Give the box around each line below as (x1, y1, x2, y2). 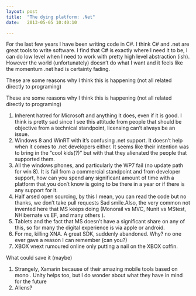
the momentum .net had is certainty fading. (6, 66, 110, 73)
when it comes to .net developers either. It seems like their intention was (14, 143, 189, 150)
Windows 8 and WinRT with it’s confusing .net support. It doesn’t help (14, 137, 183, 144)
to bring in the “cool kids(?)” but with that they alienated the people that (14, 149, 187, 156)
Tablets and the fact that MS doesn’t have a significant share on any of (14, 218, 185, 225)
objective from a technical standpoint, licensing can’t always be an (14, 124, 176, 132)
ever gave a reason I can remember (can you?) (14, 237, 128, 244)
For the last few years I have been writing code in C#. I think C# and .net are (6, 40, 190, 47)
